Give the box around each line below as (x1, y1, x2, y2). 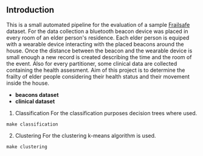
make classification (6, 121, 59, 127)
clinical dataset (15, 97, 55, 105)
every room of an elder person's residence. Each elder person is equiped (6, 34, 190, 41)
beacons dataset (15, 91, 59, 98)
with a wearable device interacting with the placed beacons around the (6, 40, 184, 48)
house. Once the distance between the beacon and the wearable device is (6, 47, 193, 54)
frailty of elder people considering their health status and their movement (6, 73, 190, 80)
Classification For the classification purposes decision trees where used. (15, 109, 198, 116)
